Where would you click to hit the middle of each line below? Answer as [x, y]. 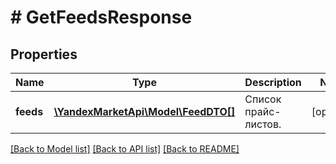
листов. [263, 124]
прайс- [263, 111]
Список [263, 99]
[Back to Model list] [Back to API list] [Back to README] [125, 149]
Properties [44, 54]
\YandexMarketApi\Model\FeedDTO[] [144, 111]
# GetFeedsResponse [101, 17]
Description [273, 82]
